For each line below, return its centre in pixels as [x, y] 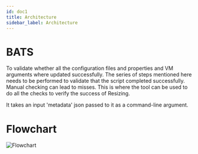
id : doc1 [17, 12]
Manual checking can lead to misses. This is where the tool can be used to [97, 87]
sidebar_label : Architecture [42, 23]
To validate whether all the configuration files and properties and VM [90, 68]
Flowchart [32, 129]
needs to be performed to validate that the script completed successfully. [95, 81]
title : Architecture [32, 17]
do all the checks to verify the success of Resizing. [68, 94]
